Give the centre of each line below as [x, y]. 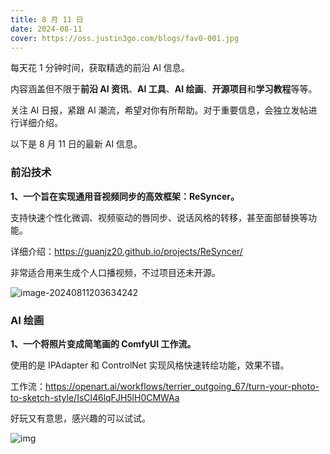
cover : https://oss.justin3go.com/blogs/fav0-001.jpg [125, 38]
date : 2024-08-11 [46, 29]
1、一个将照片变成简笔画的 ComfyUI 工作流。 [103, 343]
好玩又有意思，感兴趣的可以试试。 [80, 418]
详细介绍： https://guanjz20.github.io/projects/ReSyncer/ [126, 251]
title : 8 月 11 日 [47, 19]
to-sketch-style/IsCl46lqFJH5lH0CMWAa [95, 397]
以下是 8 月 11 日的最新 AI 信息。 [76, 144]
